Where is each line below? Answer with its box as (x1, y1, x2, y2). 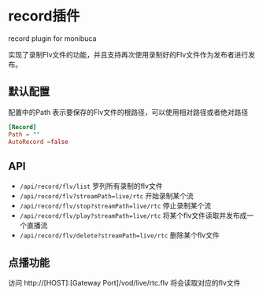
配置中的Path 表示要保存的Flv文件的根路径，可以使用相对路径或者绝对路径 (8, 107, 249, 116)
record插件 (8, 7, 80, 25)
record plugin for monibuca (8, 33, 97, 43)
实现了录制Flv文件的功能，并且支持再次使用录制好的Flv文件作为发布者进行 (8, 50, 249, 59)
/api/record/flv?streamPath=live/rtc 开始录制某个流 (19, 191, 194, 201)
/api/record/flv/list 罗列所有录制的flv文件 (19, 182, 163, 191)
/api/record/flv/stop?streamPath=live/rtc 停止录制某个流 (19, 201, 212, 211)
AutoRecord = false (8, 138, 69, 146)
